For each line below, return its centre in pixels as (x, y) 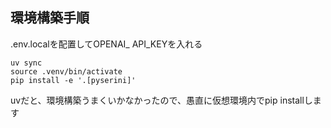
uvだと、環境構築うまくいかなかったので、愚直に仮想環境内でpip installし (161, 100)
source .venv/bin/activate (66, 71)
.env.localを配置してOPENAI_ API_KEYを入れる (106, 44)
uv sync (26, 63)
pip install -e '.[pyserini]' (73, 80)
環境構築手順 (50, 18)
